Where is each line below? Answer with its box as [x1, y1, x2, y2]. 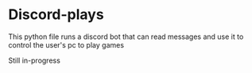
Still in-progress [8, 56, 61, 65]
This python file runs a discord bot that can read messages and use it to [8, 32, 244, 41]
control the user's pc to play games [8, 40, 125, 49]
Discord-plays [8, 6, 105, 24]
